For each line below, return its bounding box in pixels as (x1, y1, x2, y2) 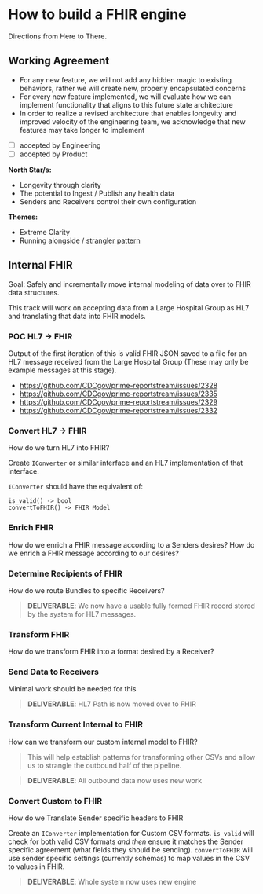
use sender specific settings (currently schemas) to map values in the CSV (8, 854, 250, 863)
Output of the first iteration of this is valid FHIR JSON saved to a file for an (8, 348, 247, 358)
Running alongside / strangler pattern (19, 236, 141, 245)
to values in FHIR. (8, 862, 65, 871)
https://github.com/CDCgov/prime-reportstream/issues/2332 (19, 405, 218, 415)
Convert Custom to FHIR (8, 795, 103, 806)
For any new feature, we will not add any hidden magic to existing (19, 75, 232, 84)
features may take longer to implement (19, 125, 145, 134)
